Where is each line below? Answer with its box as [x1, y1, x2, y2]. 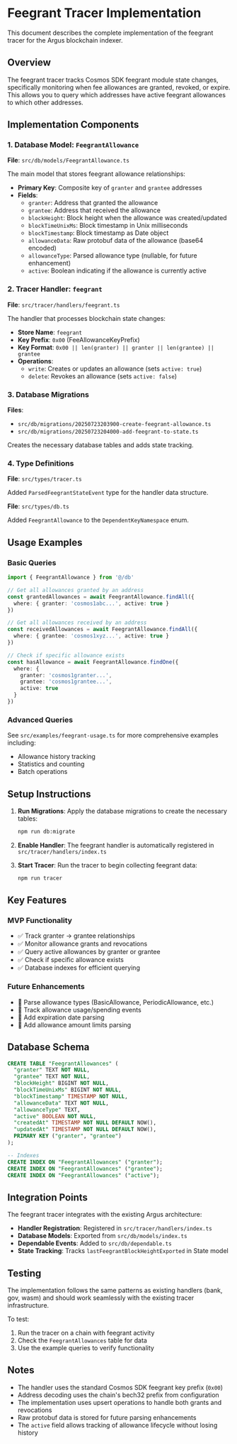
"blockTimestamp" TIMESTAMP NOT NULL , [13, 1093, 129, 1100]
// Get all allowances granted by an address [7, 586, 144, 594]
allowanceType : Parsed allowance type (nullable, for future [28, 251, 197, 260]
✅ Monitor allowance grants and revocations [17, 939, 148, 948]
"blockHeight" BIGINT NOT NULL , [13, 1080, 110, 1087]
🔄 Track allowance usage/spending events [17, 1005, 141, 1014]
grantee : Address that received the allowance [28, 206, 161, 214]
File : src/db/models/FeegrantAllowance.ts [7, 156, 129, 165]
